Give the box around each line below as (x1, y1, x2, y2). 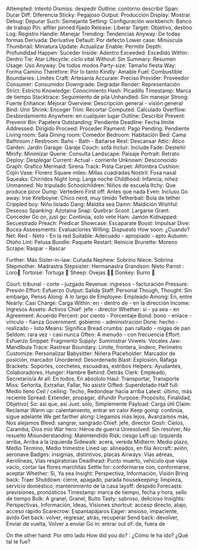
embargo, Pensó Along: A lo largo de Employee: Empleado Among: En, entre (6, 293, 193, 300)
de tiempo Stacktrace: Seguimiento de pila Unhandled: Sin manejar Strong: (6, 93, 189, 100)
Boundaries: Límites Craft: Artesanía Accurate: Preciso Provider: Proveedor (6, 74, 190, 81)
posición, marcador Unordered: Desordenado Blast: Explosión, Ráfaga (6, 356, 177, 363)
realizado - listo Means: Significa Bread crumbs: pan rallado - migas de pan (6, 325, 191, 331)
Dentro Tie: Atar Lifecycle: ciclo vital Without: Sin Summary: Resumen (6, 56, 176, 62)
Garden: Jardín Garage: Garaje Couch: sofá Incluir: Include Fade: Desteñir (6, 144, 186, 151)
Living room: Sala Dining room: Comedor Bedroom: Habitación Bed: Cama (6, 131, 187, 138)
